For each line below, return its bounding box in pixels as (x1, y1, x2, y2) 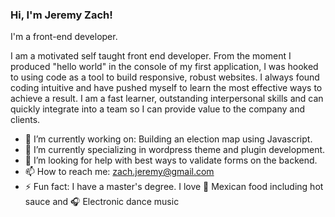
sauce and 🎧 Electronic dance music (24, 196, 180, 208)
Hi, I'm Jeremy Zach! (10, 8, 113, 22)
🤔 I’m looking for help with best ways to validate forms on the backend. (24, 154, 318, 167)
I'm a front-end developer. (10, 31, 118, 43)
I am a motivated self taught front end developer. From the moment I (10, 50, 292, 62)
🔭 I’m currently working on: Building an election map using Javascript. (24, 133, 313, 145)
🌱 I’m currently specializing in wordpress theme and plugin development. (24, 144, 326, 156)
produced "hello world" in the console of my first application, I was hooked (10, 61, 319, 73)
